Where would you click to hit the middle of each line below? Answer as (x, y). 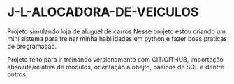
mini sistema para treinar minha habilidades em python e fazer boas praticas (117, 38)
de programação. (32, 46)
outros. (17, 74)
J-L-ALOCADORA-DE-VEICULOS (103, 12)
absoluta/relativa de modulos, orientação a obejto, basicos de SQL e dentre (116, 67)
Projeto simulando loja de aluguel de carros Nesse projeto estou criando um (116, 31)
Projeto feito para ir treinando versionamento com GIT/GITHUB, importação (115, 59)
